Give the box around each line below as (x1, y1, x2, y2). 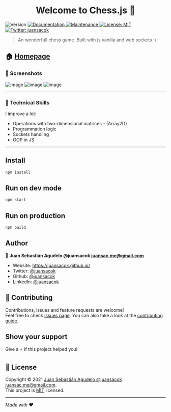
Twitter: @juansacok (12, 267, 56, 274)
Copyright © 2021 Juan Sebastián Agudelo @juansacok (5, 376, 122, 382)
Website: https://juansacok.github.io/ (12, 262, 91, 268)
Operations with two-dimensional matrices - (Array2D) (12, 120, 127, 126)
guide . (5, 318, 19, 324)
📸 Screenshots (5, 70, 42, 77)
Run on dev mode (5, 184, 62, 193)
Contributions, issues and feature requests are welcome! (5, 307, 124, 313)
